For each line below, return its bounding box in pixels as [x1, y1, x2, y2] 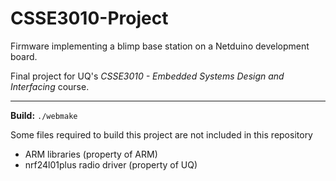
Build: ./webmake [10, 109, 78, 121]
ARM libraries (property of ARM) [24, 148, 158, 160]
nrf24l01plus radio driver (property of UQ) [24, 158, 198, 171]
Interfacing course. [10, 80, 90, 92]
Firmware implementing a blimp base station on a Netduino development [10, 40, 310, 52]
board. [10, 50, 38, 62]
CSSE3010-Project [10, 7, 169, 30]
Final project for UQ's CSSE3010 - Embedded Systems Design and [10, 70, 285, 82]
